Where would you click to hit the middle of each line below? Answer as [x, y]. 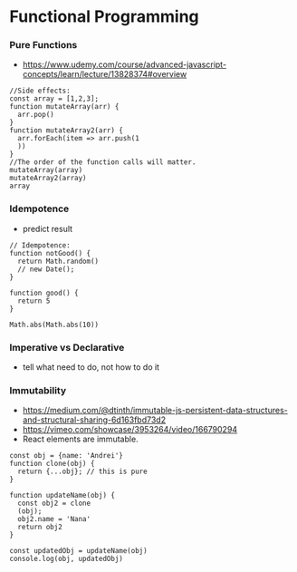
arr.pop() [36, 115]
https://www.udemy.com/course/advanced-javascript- [125, 64]
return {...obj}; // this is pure [82, 472]
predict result [48, 228]
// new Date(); [46, 269]
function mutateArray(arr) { [64, 107]
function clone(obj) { [52, 464]
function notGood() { [50, 253]
